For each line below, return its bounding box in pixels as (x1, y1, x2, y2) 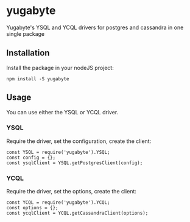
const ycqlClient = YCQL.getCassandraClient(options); (6, 210, 149, 217)
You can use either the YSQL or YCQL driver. (6, 108, 119, 116)
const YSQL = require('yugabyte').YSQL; (6, 149, 111, 155)
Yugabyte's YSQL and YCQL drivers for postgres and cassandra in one (6, 24, 184, 31)
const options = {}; (6, 205, 59, 211)
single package (6, 30, 44, 37)
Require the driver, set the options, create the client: (6, 188, 137, 195)
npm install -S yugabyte (6, 75, 69, 82)
